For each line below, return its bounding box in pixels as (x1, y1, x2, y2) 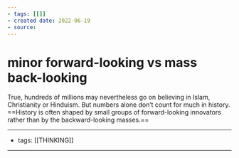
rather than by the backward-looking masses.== (7, 115, 149, 125)
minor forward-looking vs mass (7, 54, 198, 70)
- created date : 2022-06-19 (7, 17, 91, 24)
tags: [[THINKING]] (17, 136, 74, 144)
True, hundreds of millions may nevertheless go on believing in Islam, (7, 93, 211, 102)
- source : (7, 23, 37, 31)
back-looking (7, 69, 87, 85)
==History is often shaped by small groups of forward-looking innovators (7, 108, 222, 117)
